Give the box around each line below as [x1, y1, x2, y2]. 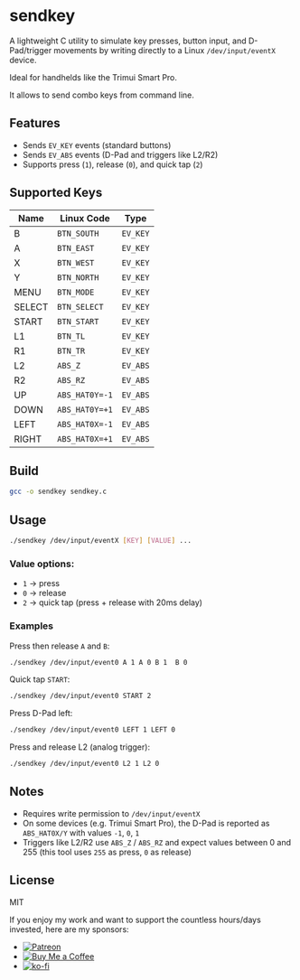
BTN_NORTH [57, 272, 99, 283]
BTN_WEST [57, 257, 95, 267]
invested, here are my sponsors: [9, 923, 129, 935]
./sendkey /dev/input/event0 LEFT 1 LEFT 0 [9, 725, 176, 734]
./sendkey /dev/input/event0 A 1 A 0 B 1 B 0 [9, 658, 188, 667]
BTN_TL [57, 331, 86, 341]
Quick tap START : [9, 674, 70, 685]
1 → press [22, 578, 61, 589]
